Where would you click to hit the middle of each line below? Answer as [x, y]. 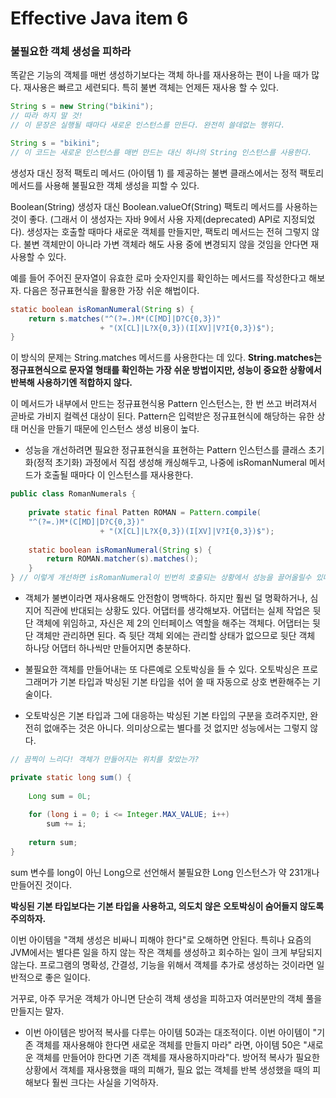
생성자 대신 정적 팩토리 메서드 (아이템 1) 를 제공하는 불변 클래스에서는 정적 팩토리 [167, 173]
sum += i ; [66, 824]
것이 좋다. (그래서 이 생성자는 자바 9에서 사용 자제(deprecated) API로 [145, 219]
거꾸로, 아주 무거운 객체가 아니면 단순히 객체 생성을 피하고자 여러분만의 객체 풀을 [166, 998]
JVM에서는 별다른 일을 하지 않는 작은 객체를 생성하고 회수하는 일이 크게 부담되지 [166, 952]
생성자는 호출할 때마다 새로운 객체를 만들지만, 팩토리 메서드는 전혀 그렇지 [168, 231]
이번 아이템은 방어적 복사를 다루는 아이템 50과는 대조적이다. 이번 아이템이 [167, 1032]
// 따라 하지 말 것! [46, 116]
